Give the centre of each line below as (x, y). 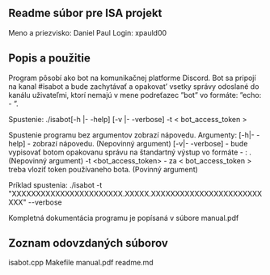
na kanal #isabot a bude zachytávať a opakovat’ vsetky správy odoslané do (134, 86)
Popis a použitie (49, 59)
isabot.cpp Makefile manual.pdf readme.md (81, 263)
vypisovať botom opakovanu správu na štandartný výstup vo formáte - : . (130, 152)
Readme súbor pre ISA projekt (85, 13)
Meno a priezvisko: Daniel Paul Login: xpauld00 (88, 32)
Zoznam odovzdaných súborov (88, 243)
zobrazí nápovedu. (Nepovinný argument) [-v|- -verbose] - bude (140, 143)
